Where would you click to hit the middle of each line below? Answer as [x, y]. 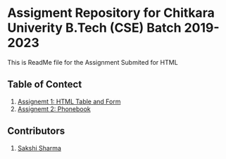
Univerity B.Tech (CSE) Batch [94, 28]
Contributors [36, 131]
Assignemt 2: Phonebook [54, 109]
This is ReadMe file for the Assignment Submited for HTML [93, 62]
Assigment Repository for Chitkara [111, 13]
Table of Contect [45, 85]
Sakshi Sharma [39, 148]
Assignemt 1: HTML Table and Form [69, 101]
